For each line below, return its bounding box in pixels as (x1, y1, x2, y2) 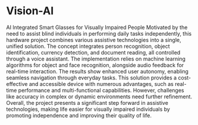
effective (6, 80, 28, 87)
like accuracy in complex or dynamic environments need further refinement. (6, 93, 192, 100)
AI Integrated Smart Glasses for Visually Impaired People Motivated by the (6, 24, 188, 31)
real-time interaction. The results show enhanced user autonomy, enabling (6, 68, 189, 75)
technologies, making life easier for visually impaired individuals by (6, 105, 171, 113)
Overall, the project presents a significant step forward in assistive (6, 99, 168, 106)
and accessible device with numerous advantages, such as (29, 80, 174, 87)
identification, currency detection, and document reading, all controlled (6, 49, 181, 56)
